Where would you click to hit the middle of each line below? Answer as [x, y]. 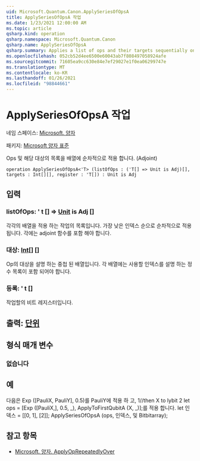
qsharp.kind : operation [36, 34]
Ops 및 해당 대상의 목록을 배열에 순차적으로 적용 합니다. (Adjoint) [82, 158]
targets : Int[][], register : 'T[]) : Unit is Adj [71, 174]
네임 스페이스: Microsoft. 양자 [41, 132]
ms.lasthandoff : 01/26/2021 [41, 78]
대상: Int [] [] [23, 250]
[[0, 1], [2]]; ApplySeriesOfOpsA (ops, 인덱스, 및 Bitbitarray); [95, 415]
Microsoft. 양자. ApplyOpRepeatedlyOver [65, 451]
